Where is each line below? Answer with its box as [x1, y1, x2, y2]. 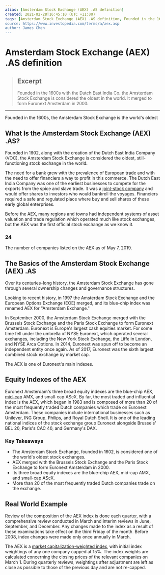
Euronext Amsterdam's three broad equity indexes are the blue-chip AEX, [5, 388, 154, 394]
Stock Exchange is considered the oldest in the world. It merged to [17, 95, 152, 101]
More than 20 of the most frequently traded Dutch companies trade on [12, 480, 156, 486]
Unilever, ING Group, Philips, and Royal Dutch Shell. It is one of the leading [5, 415, 156, 421]
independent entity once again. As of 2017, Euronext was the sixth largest [5, 346, 154, 352]
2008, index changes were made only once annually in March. [5, 534, 131, 539]
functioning [5, 160, 28, 166]
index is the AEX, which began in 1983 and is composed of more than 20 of [5, 399, 158, 405]
